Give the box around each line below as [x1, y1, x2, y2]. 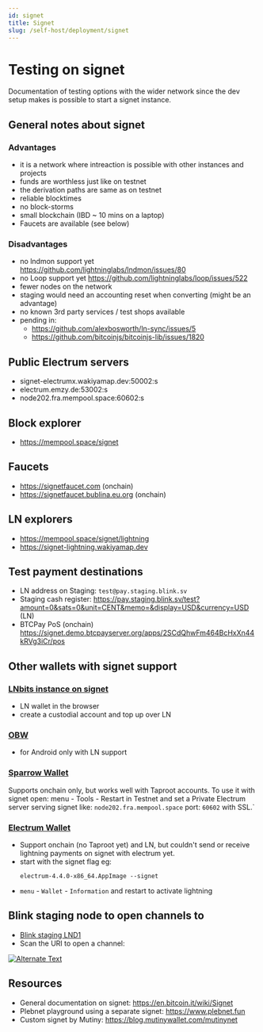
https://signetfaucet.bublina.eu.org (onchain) [19, 489, 166, 499]
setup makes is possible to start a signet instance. [8, 95, 172, 105]
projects [19, 168, 48, 178]
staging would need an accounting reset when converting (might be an [19, 290, 251, 300]
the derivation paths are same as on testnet [19, 185, 162, 194]
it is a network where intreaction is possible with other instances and [19, 160, 244, 169]
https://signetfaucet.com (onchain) [19, 481, 134, 491]
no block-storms [19, 202, 74, 211]
